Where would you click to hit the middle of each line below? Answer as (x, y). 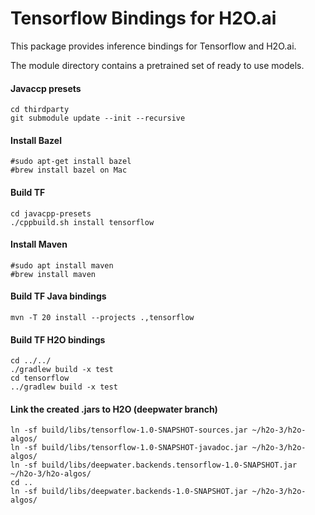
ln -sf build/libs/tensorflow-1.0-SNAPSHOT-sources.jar (129, 430)
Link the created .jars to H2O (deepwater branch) (114, 409)
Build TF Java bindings (58, 296)
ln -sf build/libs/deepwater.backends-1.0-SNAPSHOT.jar (129, 492)
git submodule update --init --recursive (98, 118)
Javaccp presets (46, 88)
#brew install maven (53, 274)
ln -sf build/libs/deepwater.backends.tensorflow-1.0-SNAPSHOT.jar (154, 465)
